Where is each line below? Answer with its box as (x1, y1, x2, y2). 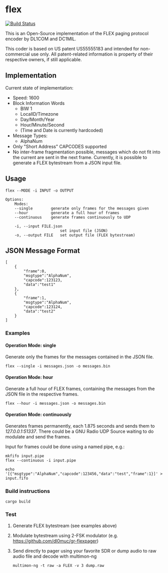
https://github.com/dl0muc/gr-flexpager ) (12, 538, 99, 544)
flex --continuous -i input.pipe (5, 458, 76, 463)
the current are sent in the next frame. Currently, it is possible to (12, 154, 148, 160)
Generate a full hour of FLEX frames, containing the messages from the (5, 385, 155, 392)
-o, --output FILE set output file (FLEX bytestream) (14, 232, 136, 238)
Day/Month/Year (20, 116, 55, 122)
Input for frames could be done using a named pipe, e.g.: (5, 444, 125, 450)
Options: (5, 197, 24, 202)
